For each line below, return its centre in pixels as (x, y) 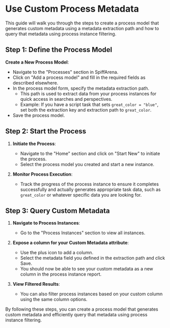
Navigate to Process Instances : (46, 223)
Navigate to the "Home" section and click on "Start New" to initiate (90, 153)
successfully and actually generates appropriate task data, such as (91, 189)
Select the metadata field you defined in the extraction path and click (93, 258)
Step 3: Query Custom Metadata (58, 211)
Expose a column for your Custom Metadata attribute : (70, 243)
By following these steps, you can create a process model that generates (82, 309)
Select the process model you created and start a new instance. (87, 164)
